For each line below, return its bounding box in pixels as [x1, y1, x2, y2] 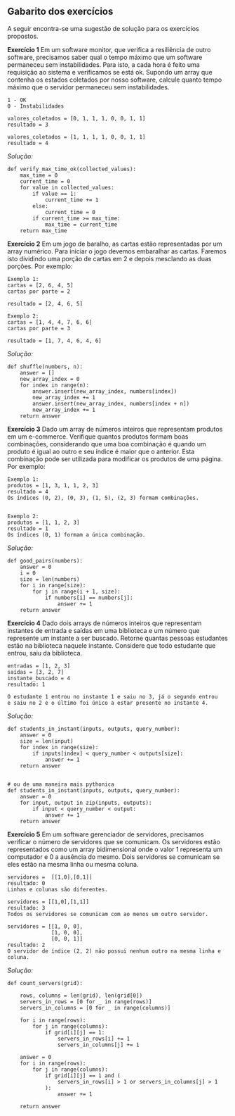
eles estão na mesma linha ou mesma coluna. [7, 860, 139, 868]
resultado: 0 [7, 879, 46, 886]
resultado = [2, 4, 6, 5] [7, 300, 83, 307]
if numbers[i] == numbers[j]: [44, 594, 133, 601]
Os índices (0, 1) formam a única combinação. [7, 531, 146, 538]
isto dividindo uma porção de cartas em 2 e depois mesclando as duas [7, 254, 212, 263]
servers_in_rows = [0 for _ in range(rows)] [20, 998, 152, 1005]
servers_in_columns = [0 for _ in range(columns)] [20, 1004, 171, 1011]
